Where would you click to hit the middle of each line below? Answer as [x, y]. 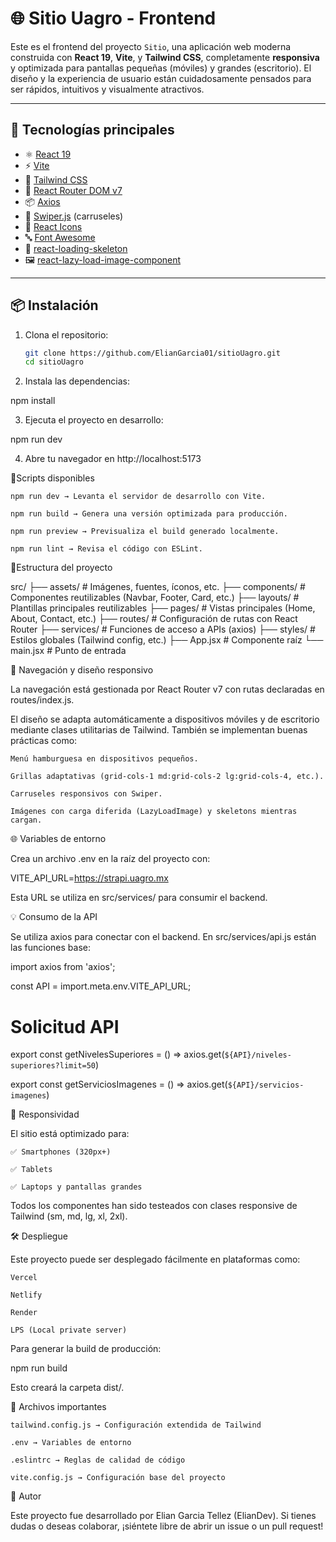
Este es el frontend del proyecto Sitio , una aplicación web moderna [151, 46]
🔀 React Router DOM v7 [73, 190]
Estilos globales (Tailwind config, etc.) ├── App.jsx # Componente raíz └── [167, 640]
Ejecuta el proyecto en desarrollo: [94, 420]
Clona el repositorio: [66, 334]
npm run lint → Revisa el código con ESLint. [106, 549]
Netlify [26, 1295]
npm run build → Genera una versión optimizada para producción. [149, 514]
